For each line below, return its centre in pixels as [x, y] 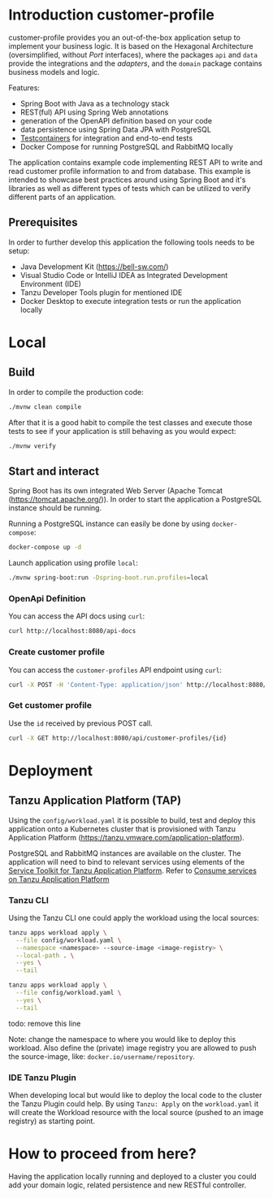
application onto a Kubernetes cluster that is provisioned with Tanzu [122, 829]
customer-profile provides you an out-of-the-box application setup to [125, 37]
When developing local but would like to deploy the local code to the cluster [135, 1095]
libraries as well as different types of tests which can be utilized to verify [130, 188]
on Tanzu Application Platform [59, 879]
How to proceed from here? [102, 1154]
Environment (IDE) [50, 284]
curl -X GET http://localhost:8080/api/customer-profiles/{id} [118, 738]
